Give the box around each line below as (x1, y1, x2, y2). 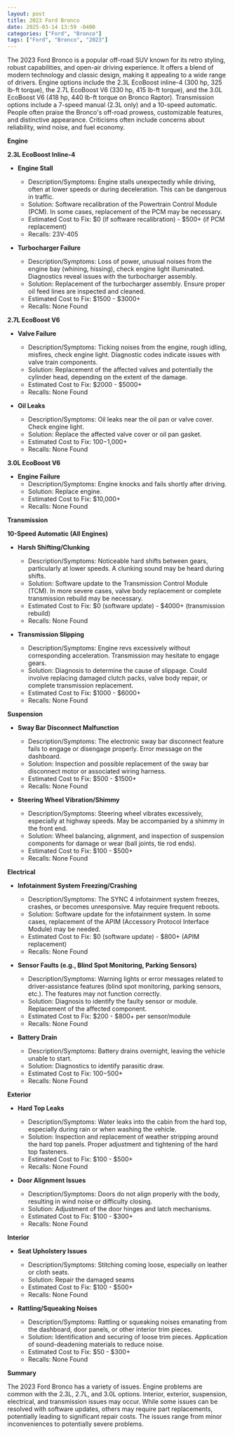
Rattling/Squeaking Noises (17, 1304, 98, 1313)
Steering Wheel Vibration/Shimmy (17, 796, 120, 804)
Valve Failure (17, 329, 57, 338)
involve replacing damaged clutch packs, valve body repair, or (27, 674, 208, 683)
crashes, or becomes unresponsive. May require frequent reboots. (27, 902, 220, 911)
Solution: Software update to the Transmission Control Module (27, 579, 208, 588)
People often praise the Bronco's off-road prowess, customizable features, (7, 108, 223, 117)
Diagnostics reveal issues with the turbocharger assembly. (27, 272, 198, 281)
